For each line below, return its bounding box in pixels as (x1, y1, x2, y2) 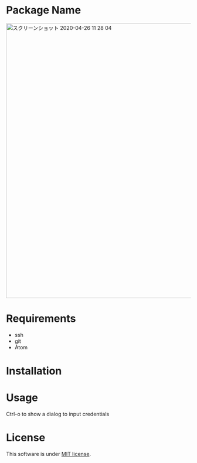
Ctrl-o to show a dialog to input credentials (6, 411, 110, 417)
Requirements (6, 312, 76, 325)
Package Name (6, 4, 81, 17)
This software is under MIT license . (6, 450, 91, 457)
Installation (6, 365, 62, 378)
